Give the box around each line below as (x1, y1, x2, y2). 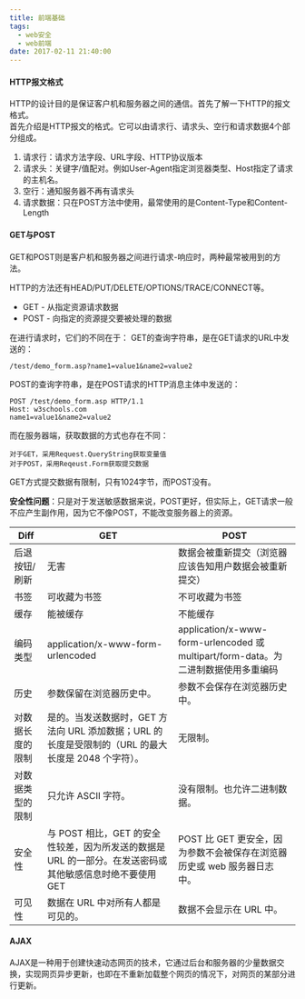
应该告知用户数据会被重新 (178, 560, 288, 573)
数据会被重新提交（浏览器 (178, 546, 288, 559)
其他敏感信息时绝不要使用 (46, 867, 157, 880)
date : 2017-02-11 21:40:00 (9, 47, 112, 56)
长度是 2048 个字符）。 (46, 752, 144, 764)
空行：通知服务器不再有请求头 (22, 185, 134, 196)
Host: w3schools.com (9, 405, 88, 414)
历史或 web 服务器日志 (178, 860, 274, 873)
